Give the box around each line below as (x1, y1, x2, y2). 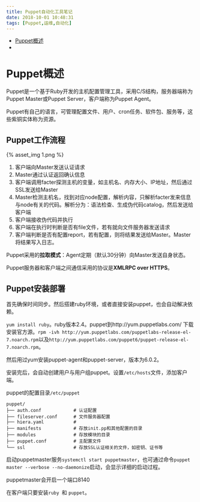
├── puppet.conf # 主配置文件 (6, 438, 102, 444)
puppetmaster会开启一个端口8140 (6, 476, 90, 483)
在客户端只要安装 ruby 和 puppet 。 (6, 489, 90, 496)
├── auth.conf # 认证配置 (6, 407, 97, 413)
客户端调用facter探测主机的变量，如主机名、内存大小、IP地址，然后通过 (14, 178, 193, 186)
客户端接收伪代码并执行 (14, 216, 73, 223)
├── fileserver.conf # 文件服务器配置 (6, 414, 111, 420)
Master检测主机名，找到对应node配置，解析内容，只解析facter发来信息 (14, 193, 191, 201)
